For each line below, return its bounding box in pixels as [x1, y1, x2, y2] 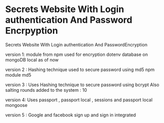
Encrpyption [5, 25, 58, 36]
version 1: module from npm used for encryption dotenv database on [5, 51, 148, 57]
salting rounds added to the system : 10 [5, 87, 87, 93]
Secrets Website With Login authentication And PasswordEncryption [5, 41, 148, 47]
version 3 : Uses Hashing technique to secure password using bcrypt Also [5, 82, 159, 88]
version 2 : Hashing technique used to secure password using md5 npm [5, 67, 155, 73]
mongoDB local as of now [5, 56, 59, 63]
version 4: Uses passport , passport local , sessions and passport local [5, 97, 153, 103]
